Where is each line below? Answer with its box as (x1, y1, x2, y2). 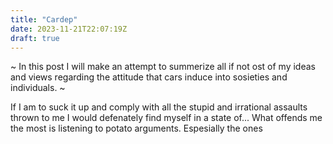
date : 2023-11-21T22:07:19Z (10, 24, 128, 34)
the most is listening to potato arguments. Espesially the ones (10, 122, 263, 135)
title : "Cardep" (10, 14, 78, 25)
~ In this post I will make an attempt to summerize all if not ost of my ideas (10, 61, 316, 73)
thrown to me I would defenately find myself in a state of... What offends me (10, 112, 323, 124)
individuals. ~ (10, 82, 66, 94)
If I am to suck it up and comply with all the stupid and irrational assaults (10, 101, 308, 113)
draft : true (10, 33, 60, 43)
